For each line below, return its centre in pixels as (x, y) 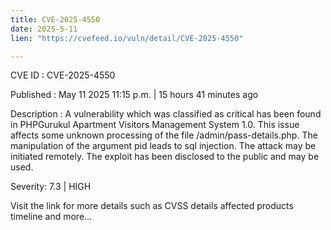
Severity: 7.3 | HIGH (51, 187)
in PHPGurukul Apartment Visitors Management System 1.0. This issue (155, 125)
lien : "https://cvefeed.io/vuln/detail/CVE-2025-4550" (127, 38)
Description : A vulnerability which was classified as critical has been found (166, 114)
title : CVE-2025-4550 (55, 19)
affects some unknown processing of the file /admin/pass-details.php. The (164, 135)
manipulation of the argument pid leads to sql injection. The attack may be (163, 146)
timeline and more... (51, 217)
